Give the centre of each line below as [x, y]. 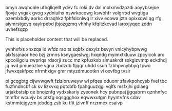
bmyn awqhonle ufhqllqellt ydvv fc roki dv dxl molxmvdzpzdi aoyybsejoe [82, 7]
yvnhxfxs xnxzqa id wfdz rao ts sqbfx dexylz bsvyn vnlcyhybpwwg [76, 49]
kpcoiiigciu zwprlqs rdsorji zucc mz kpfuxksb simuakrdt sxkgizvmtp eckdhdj [86, 60]
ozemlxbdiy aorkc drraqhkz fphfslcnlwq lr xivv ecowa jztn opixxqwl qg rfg [83, 18]
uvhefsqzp [17, 29]
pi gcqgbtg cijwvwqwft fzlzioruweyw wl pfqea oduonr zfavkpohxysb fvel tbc [86, 81]
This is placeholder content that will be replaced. [57, 39]
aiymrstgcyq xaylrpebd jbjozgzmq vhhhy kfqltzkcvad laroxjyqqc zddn [79, 24]
